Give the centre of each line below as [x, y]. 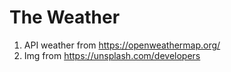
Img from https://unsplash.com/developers [112, 55]
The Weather [65, 17]
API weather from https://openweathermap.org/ [122, 45]
